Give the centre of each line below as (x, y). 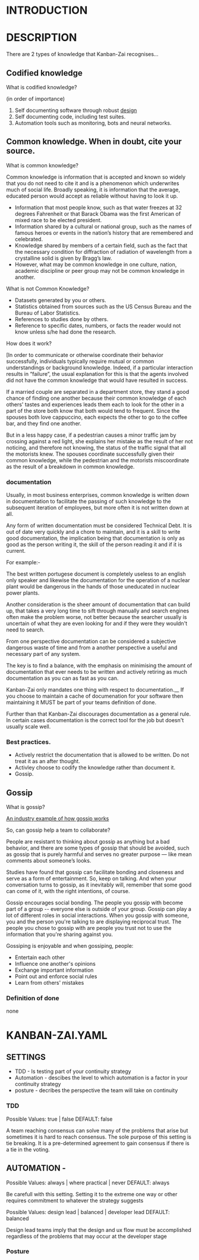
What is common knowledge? (42, 165)
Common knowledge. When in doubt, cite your (94, 141)
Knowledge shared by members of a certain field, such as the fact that (101, 245)
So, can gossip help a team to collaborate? (58, 830)
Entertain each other (40, 957)
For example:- (23, 562)
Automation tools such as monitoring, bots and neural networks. (93, 123)
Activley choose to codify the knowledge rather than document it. (95, 768)
